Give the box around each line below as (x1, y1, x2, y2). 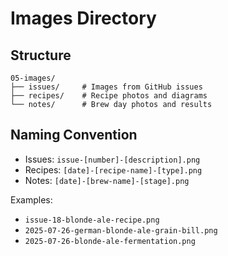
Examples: (10, 193, 53, 206)
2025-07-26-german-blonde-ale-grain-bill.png (24, 225, 218, 236)
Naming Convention (10, 127, 138, 144)
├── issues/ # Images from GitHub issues (10, 82, 203, 92)
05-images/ (10, 73, 56, 83)
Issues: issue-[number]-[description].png (24, 153, 201, 165)
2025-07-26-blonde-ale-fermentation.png (24, 236, 196, 246)
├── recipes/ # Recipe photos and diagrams (10, 91, 208, 101)
